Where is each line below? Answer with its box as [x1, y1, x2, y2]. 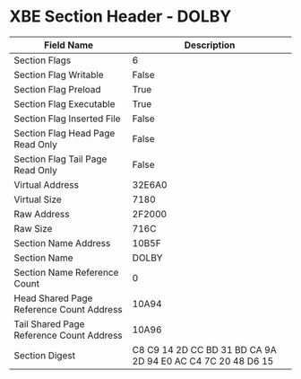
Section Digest [13, 348, 76, 361]
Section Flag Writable [13, 68, 105, 81]
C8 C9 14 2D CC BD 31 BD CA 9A [132, 343, 278, 356]
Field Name [43, 39, 94, 51]
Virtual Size [13, 193, 63, 206]
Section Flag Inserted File [13, 112, 121, 125]
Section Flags [13, 54, 72, 66]
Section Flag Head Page [13, 127, 116, 139]
